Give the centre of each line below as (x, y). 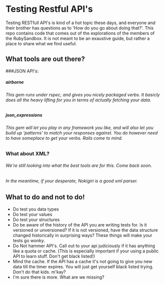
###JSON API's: (22, 71)
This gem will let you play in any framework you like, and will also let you (80, 127)
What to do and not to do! (45, 197)
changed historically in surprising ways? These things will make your (82, 235)
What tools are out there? (45, 59)
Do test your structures (36, 220)
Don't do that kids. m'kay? (39, 272)
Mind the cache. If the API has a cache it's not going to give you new (82, 261)
